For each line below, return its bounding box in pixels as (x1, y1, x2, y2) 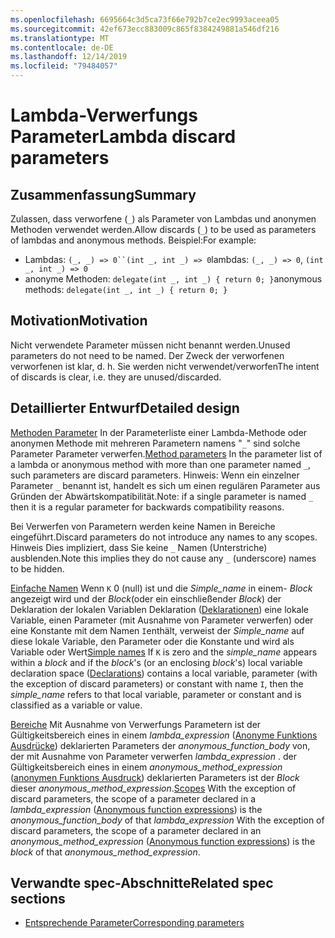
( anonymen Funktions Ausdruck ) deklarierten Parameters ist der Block (10, 771, 300, 783)
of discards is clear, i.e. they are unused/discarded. (10, 371, 222, 383)
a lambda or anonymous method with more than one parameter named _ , (10, 458, 312, 470)
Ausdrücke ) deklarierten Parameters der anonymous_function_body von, (10, 739, 311, 751)
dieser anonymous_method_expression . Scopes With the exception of (10, 782, 297, 794)
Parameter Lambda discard (10, 126, 237, 148)
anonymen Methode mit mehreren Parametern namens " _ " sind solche (10, 437, 301, 449)
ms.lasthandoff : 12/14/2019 (10, 52, 128, 62)
